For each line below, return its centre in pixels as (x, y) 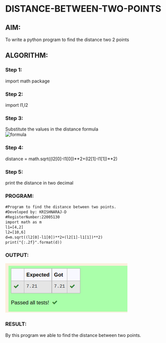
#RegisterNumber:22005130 (32, 217)
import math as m (24, 222)
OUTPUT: (17, 255)
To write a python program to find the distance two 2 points (67, 39)
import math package (28, 81)
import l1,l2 (17, 105)
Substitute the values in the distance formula (52, 129)
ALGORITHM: (27, 55)
